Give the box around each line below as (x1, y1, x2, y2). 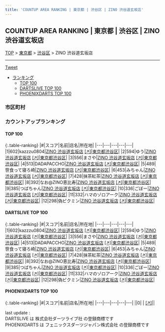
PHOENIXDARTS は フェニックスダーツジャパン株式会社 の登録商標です (5, 322, 150, 328)
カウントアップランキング (5, 118, 65, 125)
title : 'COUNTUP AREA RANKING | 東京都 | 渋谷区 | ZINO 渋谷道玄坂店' (5, 7, 144, 12)
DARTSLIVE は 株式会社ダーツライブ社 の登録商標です (5, 315, 114, 321)
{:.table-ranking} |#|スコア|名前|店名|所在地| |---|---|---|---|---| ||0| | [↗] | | (5, 299, 155, 306)
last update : (5, 309, 30, 316)
